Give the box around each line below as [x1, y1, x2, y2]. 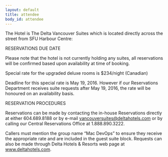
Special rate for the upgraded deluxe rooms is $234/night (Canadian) [5, 70, 148, 76]
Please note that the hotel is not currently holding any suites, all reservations [5, 55, 163, 61]
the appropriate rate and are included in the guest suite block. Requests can [5, 136, 162, 142]
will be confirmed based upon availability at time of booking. [5, 61, 130, 67]
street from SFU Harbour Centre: [5, 36, 73, 42]
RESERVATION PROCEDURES [5, 100, 66, 106]
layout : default [5, 7, 39, 13]
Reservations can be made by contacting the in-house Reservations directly [5, 110, 162, 116]
